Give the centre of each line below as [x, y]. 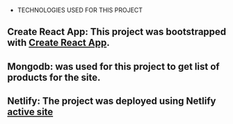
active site [30, 112]
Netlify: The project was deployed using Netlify [112, 101]
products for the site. [54, 77]
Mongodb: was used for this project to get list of [114, 67]
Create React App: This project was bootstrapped [117, 32]
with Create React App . [58, 43]
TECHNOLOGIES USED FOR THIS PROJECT [80, 10]
